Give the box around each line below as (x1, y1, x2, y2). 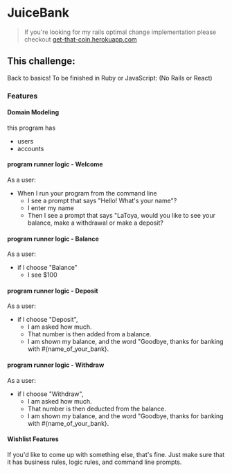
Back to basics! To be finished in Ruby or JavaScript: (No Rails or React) (7, 74, 213, 82)
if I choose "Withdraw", (17, 390, 84, 398)
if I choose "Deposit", (17, 316, 78, 324)
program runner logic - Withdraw (7, 361, 105, 369)
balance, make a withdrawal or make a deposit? (27, 218, 164, 227)
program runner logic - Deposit (7, 286, 98, 295)
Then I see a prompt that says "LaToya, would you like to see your (27, 212, 216, 220)
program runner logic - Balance (7, 234, 99, 243)
